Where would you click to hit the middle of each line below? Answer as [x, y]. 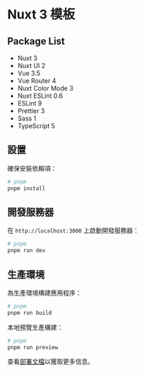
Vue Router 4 [37, 81]
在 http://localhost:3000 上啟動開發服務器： [73, 230]
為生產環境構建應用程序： [44, 293]
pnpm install [26, 188]
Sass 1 [27, 118]
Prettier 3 [31, 111]
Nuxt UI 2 [31, 66]
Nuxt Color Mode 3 [46, 88]
